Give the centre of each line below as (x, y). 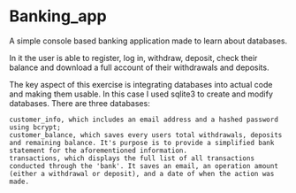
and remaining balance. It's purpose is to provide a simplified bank (142, 143)
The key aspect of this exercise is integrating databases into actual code (141, 84)
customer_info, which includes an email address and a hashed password (144, 120)
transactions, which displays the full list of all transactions (132, 158)
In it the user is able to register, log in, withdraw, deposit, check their (133, 58)
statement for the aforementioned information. (99, 151)
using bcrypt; (35, 127)
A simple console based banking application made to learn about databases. (148, 41)
